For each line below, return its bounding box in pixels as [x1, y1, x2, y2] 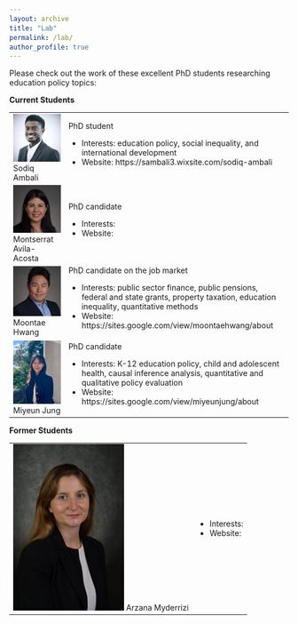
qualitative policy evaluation [81, 378, 184, 388]
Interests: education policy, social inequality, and [81, 138, 259, 148]
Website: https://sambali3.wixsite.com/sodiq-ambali [81, 156, 273, 168]
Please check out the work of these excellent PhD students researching [9, 68, 271, 79]
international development [81, 148, 177, 158]
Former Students [9, 425, 74, 436]
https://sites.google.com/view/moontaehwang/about [81, 320, 274, 331]
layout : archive [9, 14, 69, 23]
